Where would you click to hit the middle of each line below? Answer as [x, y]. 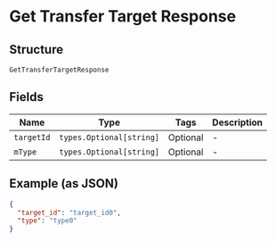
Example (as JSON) [64, 184]
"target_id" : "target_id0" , [69, 213]
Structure [37, 50]
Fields [27, 97]
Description [238, 122]
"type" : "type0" [47, 221]
